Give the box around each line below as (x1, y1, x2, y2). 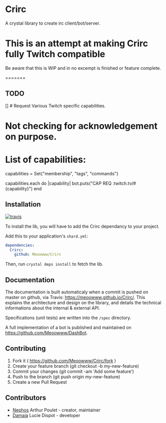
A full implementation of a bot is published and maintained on (5, 325, 131, 331)
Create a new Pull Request (12, 379, 67, 385)
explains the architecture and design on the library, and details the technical (5, 300, 161, 306)
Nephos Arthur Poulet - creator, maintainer (12, 407, 101, 413)
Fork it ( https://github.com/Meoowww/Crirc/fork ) (12, 358, 116, 364)
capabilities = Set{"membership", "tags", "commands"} (5, 170, 118, 176)
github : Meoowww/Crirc (14, 252, 61, 257)
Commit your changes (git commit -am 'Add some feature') (12, 368, 134, 374)
